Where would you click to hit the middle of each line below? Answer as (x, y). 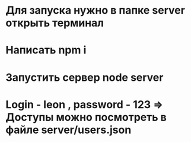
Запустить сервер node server (85, 77)
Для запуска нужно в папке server (95, 10)
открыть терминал (55, 23)
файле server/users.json (69, 130)
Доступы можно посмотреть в (86, 117)
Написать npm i (46, 50)
